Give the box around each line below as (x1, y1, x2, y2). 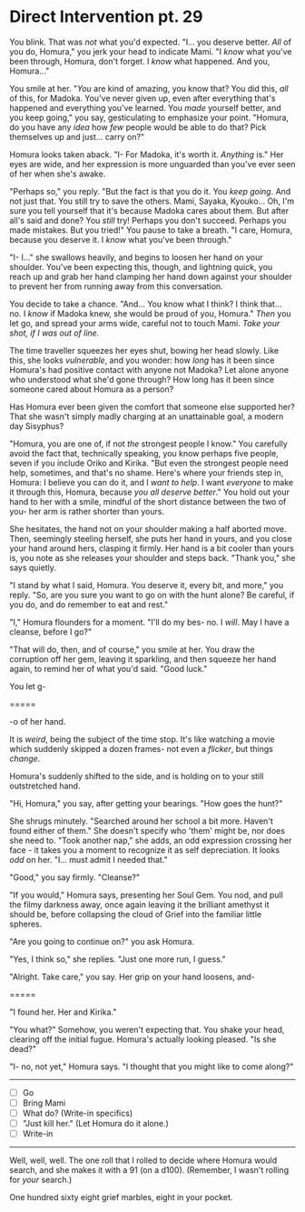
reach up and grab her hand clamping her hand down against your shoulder (9, 271, 292, 282)
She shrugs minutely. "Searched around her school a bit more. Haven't (9, 816, 274, 826)
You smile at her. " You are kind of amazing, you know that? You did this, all (9, 83, 289, 94)
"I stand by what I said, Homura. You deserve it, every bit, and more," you (9, 579, 284, 590)
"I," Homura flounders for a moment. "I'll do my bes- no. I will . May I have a (9, 616, 290, 627)
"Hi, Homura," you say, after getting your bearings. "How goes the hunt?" (9, 797, 283, 808)
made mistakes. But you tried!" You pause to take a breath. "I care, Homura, (9, 225, 293, 235)
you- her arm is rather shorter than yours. (9, 506, 165, 516)
